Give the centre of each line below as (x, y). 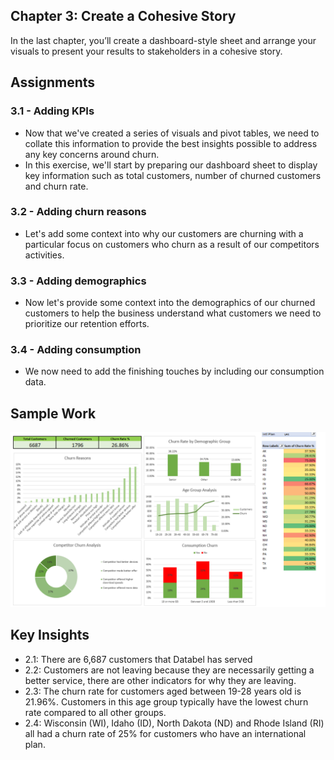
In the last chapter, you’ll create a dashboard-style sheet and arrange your (163, 40)
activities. (44, 255)
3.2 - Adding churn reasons (78, 212)
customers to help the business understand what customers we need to (173, 313)
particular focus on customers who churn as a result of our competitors (172, 244)
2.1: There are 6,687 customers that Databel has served (138, 659)
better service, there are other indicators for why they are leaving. (160, 680)
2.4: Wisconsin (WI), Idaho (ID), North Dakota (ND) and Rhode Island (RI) (174, 723)
